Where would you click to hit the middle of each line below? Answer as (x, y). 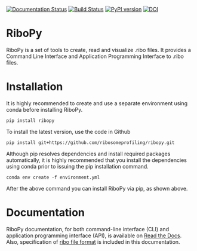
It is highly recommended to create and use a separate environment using (97, 103)
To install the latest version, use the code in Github (68, 131)
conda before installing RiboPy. (44, 109)
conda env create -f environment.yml (53, 177)
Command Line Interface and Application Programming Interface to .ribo (95, 56)
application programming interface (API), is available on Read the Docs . (94, 235)
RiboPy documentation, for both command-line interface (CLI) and (87, 229)
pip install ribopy (30, 120)
